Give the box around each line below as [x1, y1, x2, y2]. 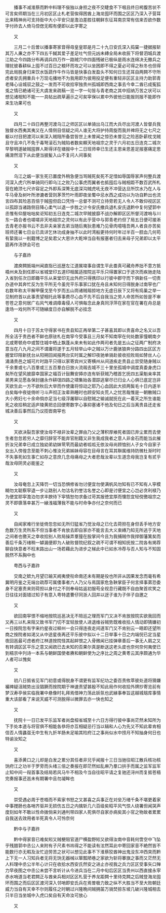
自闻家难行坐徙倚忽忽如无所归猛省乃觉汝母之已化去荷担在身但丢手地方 [13, 521, 157, 527]
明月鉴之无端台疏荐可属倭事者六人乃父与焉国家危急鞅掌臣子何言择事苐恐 [9, 579, 157, 585]
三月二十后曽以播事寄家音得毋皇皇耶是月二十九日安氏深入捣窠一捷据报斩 [13, 44, 161, 50]
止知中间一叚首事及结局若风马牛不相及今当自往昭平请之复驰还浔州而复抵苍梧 [5, 769, 161, 775]
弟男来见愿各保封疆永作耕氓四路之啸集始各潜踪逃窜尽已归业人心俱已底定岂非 [5, 377, 161, 382]
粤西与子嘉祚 [13, 563, 40, 568]
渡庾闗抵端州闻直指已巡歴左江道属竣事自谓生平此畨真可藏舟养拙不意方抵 [13, 263, 161, 268]
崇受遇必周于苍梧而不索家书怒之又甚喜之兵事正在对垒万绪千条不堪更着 [13, 797, 157, 802]
